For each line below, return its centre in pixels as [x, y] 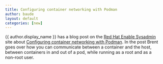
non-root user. [20, 57]
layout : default [22, 18]
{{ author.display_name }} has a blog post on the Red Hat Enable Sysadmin [81, 37]
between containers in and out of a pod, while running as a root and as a [79, 52]
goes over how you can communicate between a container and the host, [78, 47]
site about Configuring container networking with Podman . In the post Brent [82, 42]
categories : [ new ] [24, 23]
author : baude [20, 14]
